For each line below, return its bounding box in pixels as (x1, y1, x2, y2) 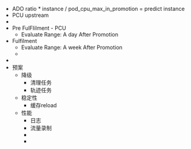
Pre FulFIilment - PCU (12, 24, 67, 31)
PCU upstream (12, 12, 49, 19)
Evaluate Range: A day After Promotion (21, 31, 119, 38)
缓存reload (30, 102, 57, 108)
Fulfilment (12, 38, 38, 44)
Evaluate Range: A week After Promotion (21, 44, 123, 51)
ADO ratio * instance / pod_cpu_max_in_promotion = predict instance (12, 5, 185, 12)
